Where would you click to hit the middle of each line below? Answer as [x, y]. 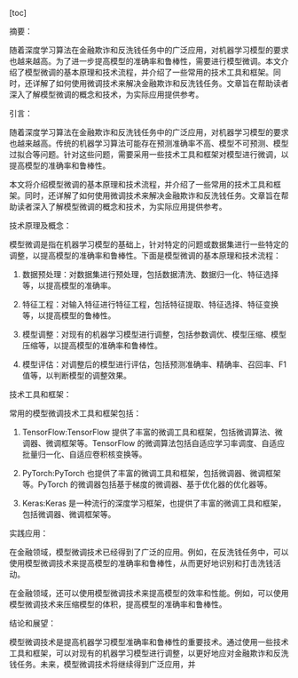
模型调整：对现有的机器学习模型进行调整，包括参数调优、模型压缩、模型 [154, 334]
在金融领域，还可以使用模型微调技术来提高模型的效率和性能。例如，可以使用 [149, 593]
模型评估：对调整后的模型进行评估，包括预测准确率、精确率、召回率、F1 [154, 364]
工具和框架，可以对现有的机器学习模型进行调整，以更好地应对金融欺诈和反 [145, 653]
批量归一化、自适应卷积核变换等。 [84, 454]
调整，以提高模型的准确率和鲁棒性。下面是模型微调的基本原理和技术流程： [145, 255]
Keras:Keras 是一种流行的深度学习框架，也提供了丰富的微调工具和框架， [154, 503]
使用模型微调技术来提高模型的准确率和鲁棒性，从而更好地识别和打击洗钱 [141, 563]
